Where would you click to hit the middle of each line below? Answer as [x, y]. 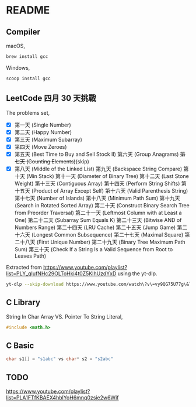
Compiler [23, 32]
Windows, [18, 67]
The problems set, [28, 112]
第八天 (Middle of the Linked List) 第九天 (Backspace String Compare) [98, 169]
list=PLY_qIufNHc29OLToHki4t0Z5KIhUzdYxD [61, 273]
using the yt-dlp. [137, 273]
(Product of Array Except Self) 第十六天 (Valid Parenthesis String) [110, 190]
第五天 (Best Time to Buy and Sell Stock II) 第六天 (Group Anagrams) [97, 154]
